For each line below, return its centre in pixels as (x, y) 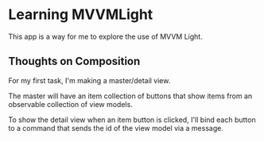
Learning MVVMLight (81, 15)
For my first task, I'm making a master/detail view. (89, 80)
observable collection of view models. (70, 104)
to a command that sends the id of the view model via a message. (116, 128)
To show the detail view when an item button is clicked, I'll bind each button (132, 120)
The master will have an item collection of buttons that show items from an (130, 96)
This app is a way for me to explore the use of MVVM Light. (105, 36)
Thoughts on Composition (74, 61)
